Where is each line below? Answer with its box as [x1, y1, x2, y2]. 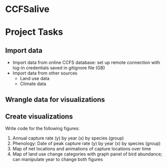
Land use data [20, 75, 50, 81]
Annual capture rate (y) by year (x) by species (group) [12, 135, 124, 141]
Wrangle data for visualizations [5, 95, 105, 103]
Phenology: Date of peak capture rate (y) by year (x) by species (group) [12, 140, 161, 146]
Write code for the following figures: [5, 125, 80, 131]
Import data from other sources [12, 70, 78, 76]
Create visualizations [5, 112, 73, 120]
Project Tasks [5, 26, 64, 38]
